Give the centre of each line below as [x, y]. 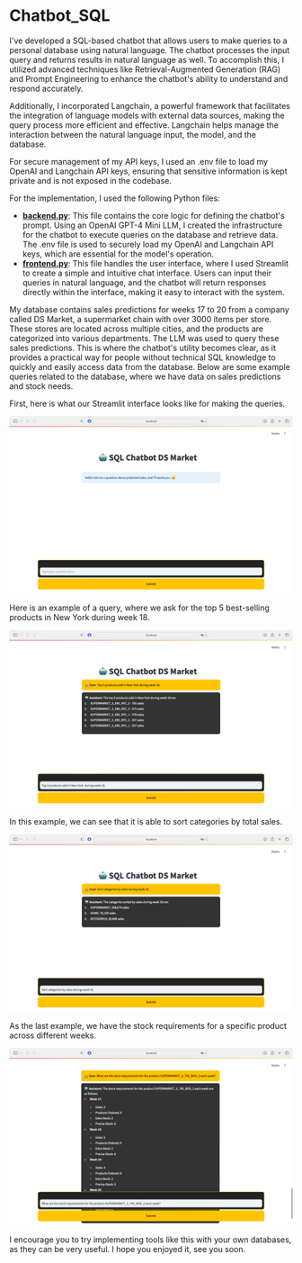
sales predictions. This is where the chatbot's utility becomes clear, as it [143, 347]
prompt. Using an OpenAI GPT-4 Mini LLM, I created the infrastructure [152, 225]
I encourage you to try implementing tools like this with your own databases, [151, 1240]
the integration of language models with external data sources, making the [147, 115]
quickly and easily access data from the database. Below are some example [150, 366]
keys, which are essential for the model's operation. [118, 254]
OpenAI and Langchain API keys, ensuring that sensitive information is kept [148, 171]
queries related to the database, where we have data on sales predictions [145, 376]
